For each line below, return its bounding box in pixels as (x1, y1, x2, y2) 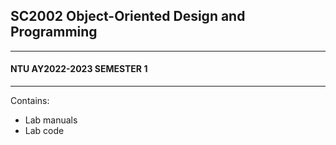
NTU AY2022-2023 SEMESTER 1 (10, 63, 148, 75)
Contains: (10, 95, 50, 107)
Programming (10, 24, 98, 41)
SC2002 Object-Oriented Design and (10, 8, 246, 25)
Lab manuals (24, 114, 78, 126)
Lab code (24, 125, 65, 137)
